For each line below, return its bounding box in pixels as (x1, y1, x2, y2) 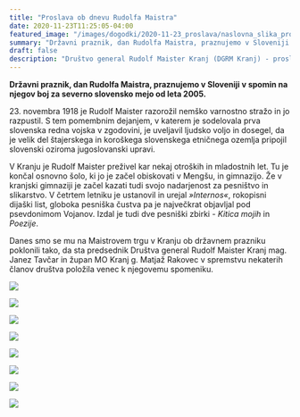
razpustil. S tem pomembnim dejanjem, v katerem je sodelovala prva (9, 115, 261, 126)
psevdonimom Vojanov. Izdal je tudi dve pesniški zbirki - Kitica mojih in (9, 209, 271, 219)
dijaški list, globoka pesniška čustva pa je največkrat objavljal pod (9, 199, 252, 210)
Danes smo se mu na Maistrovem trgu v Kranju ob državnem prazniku (9, 236, 266, 246)
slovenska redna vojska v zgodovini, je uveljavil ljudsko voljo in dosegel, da (9, 125, 285, 135)
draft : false (9, 46, 58, 55)
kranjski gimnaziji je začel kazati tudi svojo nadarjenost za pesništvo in (9, 180, 269, 190)
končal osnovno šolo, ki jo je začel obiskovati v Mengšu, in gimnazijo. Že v (9, 171, 283, 181)
